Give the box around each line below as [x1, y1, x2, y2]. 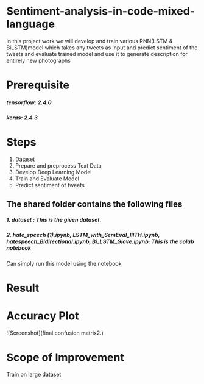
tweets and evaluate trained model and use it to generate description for [6, 50, 188, 57]
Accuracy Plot [6, 309, 79, 323]
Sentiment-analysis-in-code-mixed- [6, 4, 195, 18]
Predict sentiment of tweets [15, 182, 85, 189]
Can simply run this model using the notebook [6, 260, 122, 267]
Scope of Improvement [6, 350, 125, 364]
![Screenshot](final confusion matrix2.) [6, 329, 104, 336]
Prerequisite [6, 78, 70, 92]
